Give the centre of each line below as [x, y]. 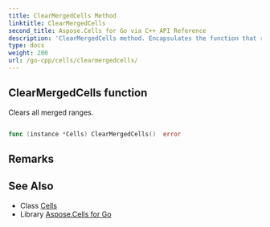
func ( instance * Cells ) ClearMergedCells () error [95, 134]
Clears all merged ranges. [51, 112]
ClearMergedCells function [78, 93]
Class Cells [39, 205]
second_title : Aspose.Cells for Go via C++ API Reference [107, 30]
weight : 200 [28, 53]
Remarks [31, 158]
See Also [31, 186]
